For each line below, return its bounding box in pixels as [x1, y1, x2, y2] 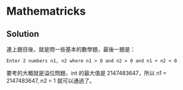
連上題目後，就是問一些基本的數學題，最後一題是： [6, 46, 136, 53]
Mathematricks [6, 4, 86, 18]
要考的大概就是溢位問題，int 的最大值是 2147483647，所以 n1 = [6, 69, 167, 77]
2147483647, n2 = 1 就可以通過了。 [6, 77, 95, 84]
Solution [6, 29, 39, 39]
